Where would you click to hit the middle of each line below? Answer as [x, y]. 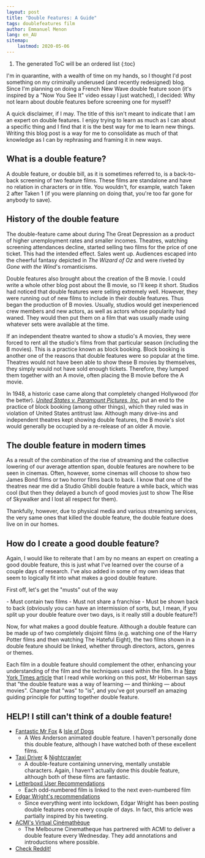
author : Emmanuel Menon [37, 29]
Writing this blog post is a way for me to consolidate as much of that [92, 133]
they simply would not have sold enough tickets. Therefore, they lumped [97, 368]
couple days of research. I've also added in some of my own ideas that [95, 571]
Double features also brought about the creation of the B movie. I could [96, 278]
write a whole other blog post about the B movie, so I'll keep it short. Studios [102, 285]
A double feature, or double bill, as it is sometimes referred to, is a [89, 174]
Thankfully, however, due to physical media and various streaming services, [102, 511]
